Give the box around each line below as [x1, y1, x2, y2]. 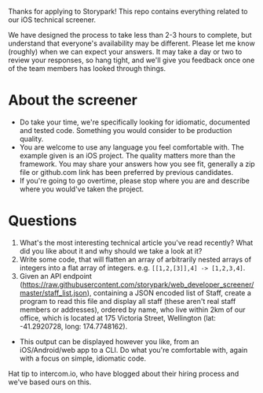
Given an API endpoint [19, 271, 93, 280]
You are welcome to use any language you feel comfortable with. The [19, 142, 245, 152]
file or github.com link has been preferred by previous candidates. [19, 167, 234, 176]
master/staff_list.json [19, 287, 88, 298]
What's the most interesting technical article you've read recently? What [19, 238, 254, 247]
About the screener [8, 91, 137, 109]
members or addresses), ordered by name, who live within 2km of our [19, 305, 246, 314]
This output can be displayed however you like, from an [19, 336, 199, 346]
